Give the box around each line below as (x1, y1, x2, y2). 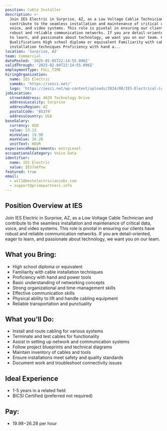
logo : (9, 86, 21, 91)
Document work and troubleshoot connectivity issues (12, 360, 122, 366)
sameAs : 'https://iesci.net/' (9, 81, 72, 86)
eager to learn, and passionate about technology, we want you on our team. (5, 236, 161, 242)
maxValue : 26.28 (9, 137, 43, 142)
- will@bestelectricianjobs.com (9, 179, 77, 184)
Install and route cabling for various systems (12, 328, 103, 334)
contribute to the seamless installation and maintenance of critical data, (5, 220, 152, 226)
